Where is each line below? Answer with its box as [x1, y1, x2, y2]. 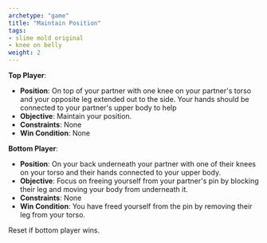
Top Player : [8, 71, 46, 80]
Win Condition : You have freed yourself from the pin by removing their [19, 202, 253, 211]
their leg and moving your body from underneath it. [19, 185, 189, 194]
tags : [8, 26, 26, 34]
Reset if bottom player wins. [8, 225, 100, 235]
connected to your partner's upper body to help [19, 103, 177, 112]
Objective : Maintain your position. [19, 112, 132, 120]
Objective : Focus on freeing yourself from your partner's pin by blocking [19, 176, 259, 186]
